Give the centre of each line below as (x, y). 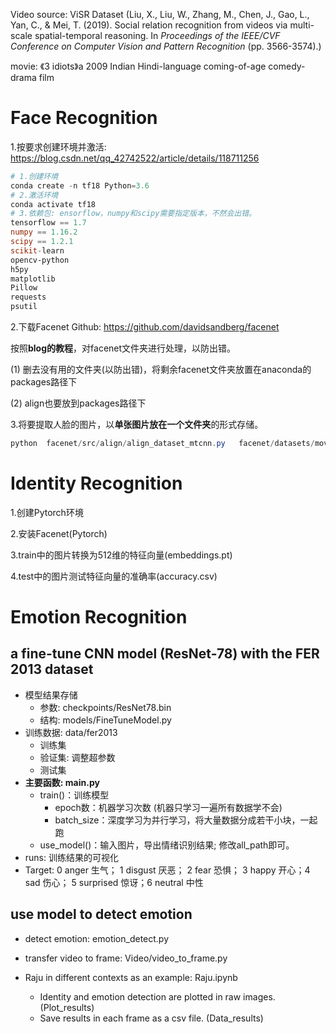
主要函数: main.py (62, 782)
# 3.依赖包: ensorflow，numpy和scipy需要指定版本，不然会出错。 (133, 214)
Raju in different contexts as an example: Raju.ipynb (131, 977)
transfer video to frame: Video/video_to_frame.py (126, 958)
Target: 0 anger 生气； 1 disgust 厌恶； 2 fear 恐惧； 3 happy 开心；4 (167, 870)
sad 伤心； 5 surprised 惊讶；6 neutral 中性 (114, 882)
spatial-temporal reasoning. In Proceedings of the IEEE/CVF (157, 35)
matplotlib (33, 279)
